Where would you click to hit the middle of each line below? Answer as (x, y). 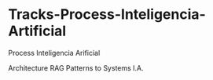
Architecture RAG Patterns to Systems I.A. (76, 67)
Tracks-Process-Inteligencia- (107, 15)
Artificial (37, 31)
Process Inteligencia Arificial (54, 53)
